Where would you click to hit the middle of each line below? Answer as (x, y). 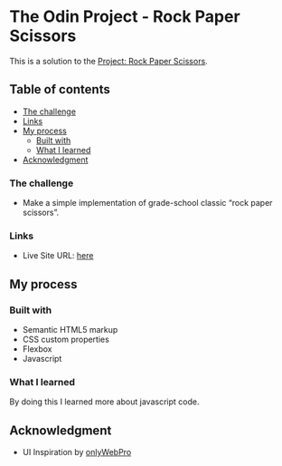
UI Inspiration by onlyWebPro (77, 452)
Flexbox (37, 349)
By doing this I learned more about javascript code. (104, 402)
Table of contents (60, 89)
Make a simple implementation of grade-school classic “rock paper (147, 203)
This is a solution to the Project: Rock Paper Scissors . (108, 61)
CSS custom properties (66, 340)
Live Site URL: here (58, 256)
